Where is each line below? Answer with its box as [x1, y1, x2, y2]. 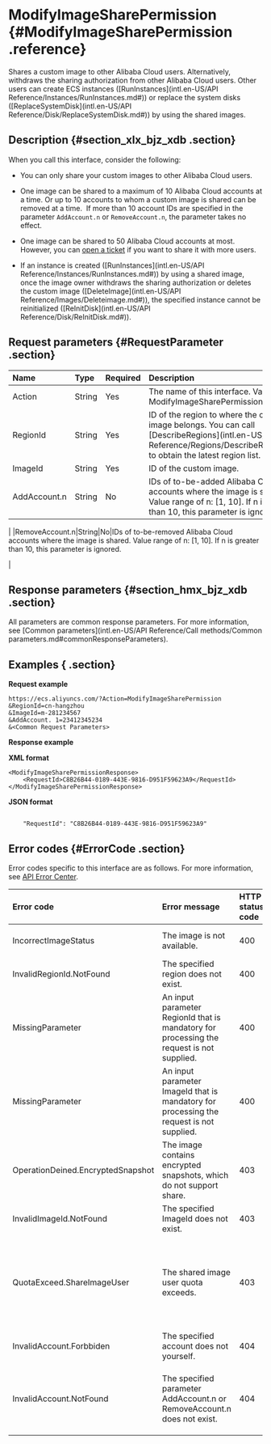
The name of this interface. [148, 386, 252, 397]
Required [105, 372, 141, 383]
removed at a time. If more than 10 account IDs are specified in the [19, 203, 244, 213]
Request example [8, 680, 69, 689]
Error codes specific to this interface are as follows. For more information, [8, 863, 254, 873]
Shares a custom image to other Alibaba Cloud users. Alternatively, [8, 66, 231, 76]
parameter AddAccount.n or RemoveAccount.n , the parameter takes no [19, 212, 247, 222]
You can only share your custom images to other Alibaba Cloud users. [19, 170, 252, 180]
